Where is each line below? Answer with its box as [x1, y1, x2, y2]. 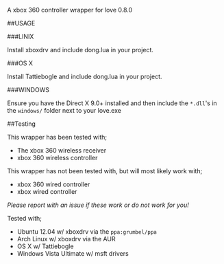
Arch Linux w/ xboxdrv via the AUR [16, 235, 116, 243]
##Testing [7, 120, 36, 128]
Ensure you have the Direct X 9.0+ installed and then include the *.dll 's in [7, 99, 217, 107]
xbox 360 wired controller [16, 180, 90, 188]
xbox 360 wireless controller [16, 154, 98, 162]
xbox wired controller [16, 188, 77, 195]
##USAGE [7, 19, 36, 27]
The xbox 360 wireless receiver [16, 146, 107, 154]
